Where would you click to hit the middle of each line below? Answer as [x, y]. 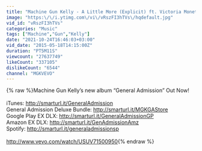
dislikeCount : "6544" [33, 68]
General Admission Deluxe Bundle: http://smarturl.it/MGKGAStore [87, 109]
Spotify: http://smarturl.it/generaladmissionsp [63, 129]
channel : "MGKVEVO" [31, 73]
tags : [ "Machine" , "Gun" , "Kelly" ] [48, 34]
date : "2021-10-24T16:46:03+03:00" [51, 40]
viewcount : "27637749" [35, 57]
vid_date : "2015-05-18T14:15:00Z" [50, 46]
